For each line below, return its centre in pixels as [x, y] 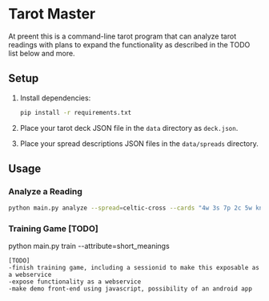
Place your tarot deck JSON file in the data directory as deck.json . [129, 128]
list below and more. [42, 53]
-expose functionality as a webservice [75, 282]
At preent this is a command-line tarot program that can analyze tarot [122, 36]
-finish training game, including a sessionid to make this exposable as [134, 268]
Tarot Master [52, 14]
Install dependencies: [55, 98]
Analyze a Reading [45, 191]
